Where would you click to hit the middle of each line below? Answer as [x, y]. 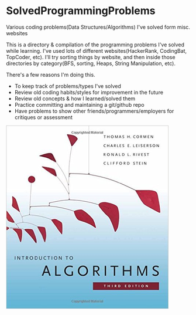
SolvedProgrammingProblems [81, 11]
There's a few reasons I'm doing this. [51, 74]
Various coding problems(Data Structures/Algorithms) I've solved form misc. [98, 27]
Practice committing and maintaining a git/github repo [79, 104]
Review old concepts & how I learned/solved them [75, 99]
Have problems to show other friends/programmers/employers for [94, 111]
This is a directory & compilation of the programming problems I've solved [95, 45]
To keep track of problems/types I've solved [68, 86]
